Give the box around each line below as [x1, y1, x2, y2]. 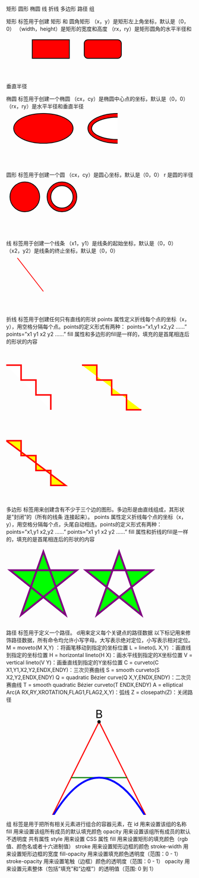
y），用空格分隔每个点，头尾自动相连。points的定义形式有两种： [6, 521, 162, 528]
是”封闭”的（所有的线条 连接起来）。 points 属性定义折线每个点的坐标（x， [6, 513, 187, 520]
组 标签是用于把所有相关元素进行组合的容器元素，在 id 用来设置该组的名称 [6, 821, 187, 827]
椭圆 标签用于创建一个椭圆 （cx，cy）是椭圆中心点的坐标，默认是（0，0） [6, 95, 189, 102]
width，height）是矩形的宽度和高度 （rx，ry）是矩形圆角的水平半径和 [21, 26, 192, 32]
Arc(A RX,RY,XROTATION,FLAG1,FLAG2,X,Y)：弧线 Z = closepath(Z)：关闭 [6, 689, 188, 696]
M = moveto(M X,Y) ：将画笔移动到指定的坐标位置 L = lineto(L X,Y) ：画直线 [6, 644, 191, 651]
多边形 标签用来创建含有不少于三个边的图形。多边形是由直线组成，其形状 [6, 506, 185, 513]
